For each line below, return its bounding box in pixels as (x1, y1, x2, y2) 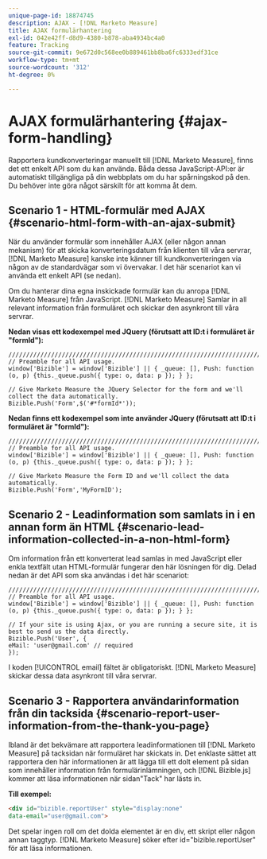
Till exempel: (8, 789, 52, 799)
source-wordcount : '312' (8, 64, 91, 72)
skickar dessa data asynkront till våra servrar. (8, 671, 157, 681)
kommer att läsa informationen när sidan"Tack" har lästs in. (8, 774, 203, 783)
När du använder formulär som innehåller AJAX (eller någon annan (8, 237, 226, 247)
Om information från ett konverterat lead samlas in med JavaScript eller (8, 554, 242, 563)
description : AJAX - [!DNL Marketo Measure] (8, 19, 158, 27)
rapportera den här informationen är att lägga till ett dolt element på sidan (8, 757, 249, 766)
